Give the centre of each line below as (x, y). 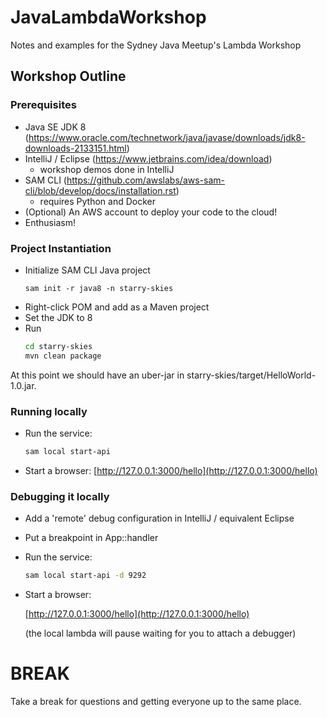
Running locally (49, 411)
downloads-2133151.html (75, 148)
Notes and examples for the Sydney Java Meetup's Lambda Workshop (156, 45)
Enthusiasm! (50, 222)
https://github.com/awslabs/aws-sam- (145, 180)
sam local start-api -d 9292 (85, 576)
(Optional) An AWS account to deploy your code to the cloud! (151, 212)
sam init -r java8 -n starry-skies (99, 288)
